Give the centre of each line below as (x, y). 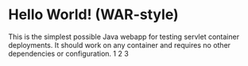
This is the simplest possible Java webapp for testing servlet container (124, 37)
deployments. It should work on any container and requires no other (120, 45)
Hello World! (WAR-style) (93, 15)
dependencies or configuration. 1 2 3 (68, 53)
